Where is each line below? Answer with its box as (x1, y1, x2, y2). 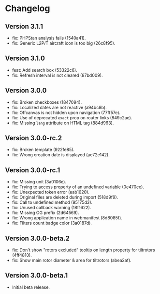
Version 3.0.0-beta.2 (5, 234, 70, 243)
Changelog (5, 3, 50, 14)
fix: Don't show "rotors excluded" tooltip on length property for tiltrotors (12, 247, 156, 253)
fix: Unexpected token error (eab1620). (12, 189, 89, 195)
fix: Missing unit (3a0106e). (12, 179, 67, 185)
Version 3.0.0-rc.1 (5, 166, 60, 174)
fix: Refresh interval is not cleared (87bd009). (12, 72, 103, 78)
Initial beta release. (12, 284, 50, 290)
